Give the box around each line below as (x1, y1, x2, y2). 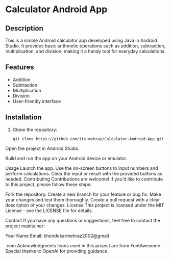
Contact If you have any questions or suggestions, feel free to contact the (5, 217, 161, 223)
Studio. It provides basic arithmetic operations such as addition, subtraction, (5, 43, 166, 49)
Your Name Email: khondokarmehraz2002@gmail (5, 232, 109, 239)
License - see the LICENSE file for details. (5, 208, 93, 214)
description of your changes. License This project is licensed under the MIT (5, 202, 164, 208)
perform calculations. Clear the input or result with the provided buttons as (5, 170, 162, 176)
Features (5, 63, 34, 72)
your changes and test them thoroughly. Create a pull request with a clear (5, 196, 160, 202)
